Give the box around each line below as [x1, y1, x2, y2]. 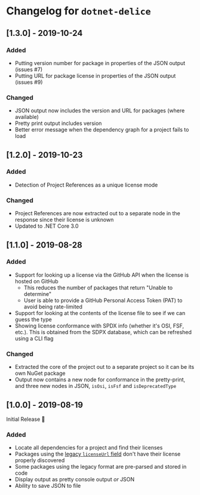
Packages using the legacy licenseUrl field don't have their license [14, 450, 181, 458]
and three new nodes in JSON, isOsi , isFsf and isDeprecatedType [14, 383, 177, 390]
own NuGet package [14, 369, 66, 377]
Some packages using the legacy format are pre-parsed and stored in [14, 463, 187, 470]
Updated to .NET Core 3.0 [14, 222, 79, 230]
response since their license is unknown [14, 216, 114, 224]
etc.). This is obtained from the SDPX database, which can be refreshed [14, 328, 192, 335]
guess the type [14, 316, 52, 323]
